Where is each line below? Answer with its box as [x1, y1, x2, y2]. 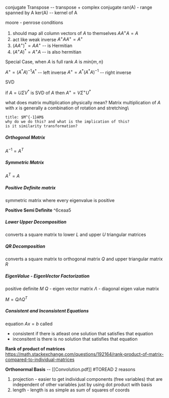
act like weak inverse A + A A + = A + [12, 35, 83, 43]
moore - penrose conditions [5, 20, 64, 25]
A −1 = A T [5, 147, 24, 154]
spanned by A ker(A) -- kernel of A [5, 10, 78, 16]
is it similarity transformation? [5, 124, 78, 129]
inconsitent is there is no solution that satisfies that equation [12, 336, 138, 342]
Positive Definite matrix [5, 184, 56, 190]
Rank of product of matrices [5, 345, 66, 351]
